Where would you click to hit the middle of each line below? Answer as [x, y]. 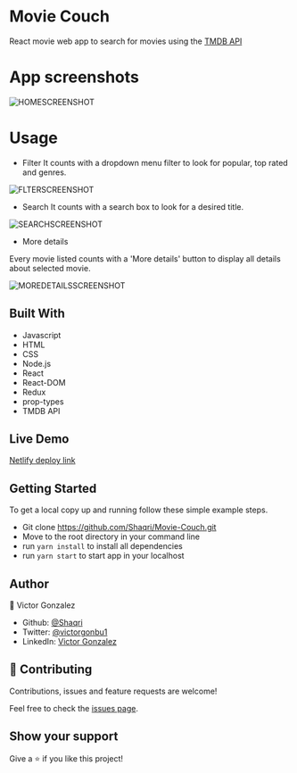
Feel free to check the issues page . [74, 708]
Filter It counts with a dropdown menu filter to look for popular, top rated [155, 162]
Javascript [41, 335]
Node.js [37, 363]
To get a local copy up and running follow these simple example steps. [139, 510]
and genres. [44, 172]
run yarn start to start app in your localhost [103, 556]
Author [29, 583]
